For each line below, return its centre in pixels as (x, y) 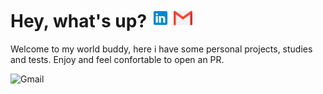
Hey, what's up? (79, 21)
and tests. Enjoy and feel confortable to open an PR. (117, 59)
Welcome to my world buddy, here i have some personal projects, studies (161, 49)
